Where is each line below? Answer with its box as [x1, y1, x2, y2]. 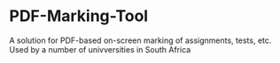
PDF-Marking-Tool [9, 6, 149, 26]
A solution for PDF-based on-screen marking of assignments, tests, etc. [9, 35, 272, 45]
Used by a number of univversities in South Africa [9, 44, 191, 54]
